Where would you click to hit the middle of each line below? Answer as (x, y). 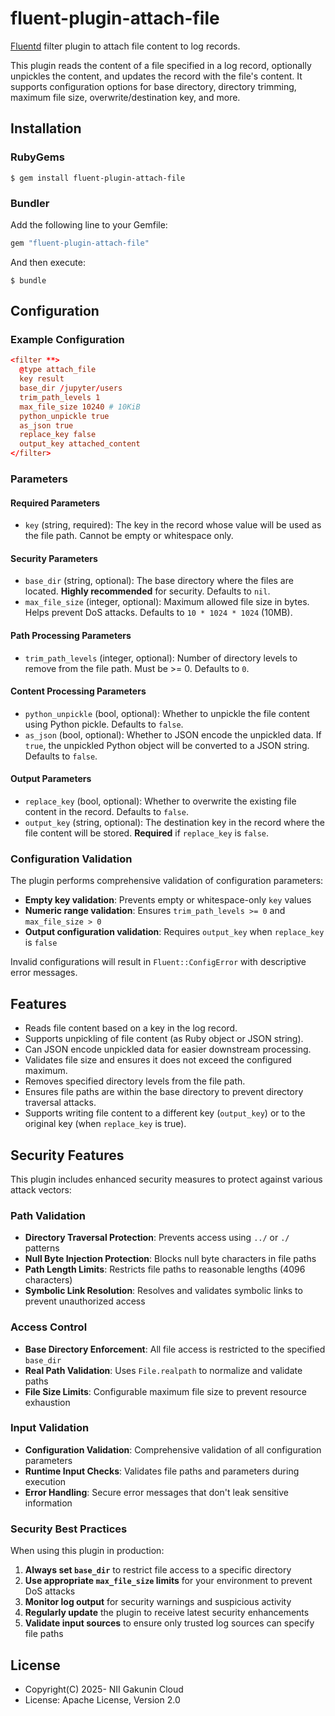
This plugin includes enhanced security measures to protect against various (166, 1179)
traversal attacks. (60, 1103)
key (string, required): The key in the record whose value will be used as (173, 525)
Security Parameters (54, 558)
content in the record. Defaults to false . (106, 812)
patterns (42, 1248)
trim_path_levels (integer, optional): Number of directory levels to (161, 658)
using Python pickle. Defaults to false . (104, 724)
